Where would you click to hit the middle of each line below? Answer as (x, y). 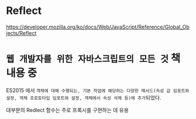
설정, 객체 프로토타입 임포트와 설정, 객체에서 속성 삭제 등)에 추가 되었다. (84, 97)
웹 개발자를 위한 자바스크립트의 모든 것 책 (93, 59)
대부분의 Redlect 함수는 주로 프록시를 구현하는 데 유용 (67, 110)
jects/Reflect (21, 33)
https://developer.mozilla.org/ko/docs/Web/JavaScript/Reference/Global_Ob (98, 27)
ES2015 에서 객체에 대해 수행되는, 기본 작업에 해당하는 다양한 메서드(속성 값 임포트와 (98, 90)
